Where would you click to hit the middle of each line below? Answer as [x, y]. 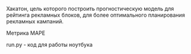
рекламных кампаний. [35, 21]
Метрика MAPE [26, 33]
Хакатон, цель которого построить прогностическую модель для [90, 9]
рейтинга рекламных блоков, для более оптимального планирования [95, 15]
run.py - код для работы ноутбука [50, 45]
